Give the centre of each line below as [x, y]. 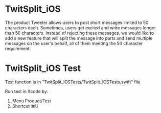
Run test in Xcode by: [27, 91]
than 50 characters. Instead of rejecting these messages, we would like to [80, 33]
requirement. [18, 48]
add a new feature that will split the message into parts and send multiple [79, 38]
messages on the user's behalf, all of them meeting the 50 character [74, 43]
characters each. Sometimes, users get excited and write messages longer [80, 27]
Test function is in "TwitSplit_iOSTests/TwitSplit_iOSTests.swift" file [73, 82]
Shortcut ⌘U [25, 106]
